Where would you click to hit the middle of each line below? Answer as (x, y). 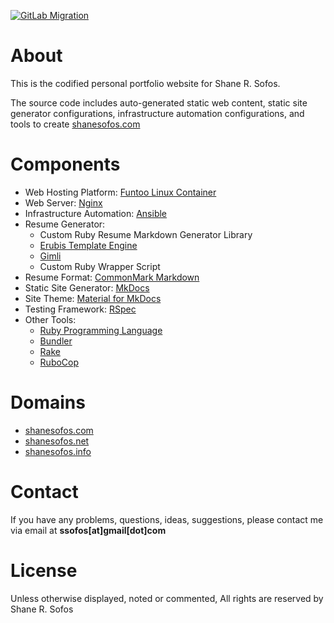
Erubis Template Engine (88, 245)
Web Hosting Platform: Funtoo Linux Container (120, 192)
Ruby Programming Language (101, 330)
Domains (48, 402)
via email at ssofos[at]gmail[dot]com (88, 530)
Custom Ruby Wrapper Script (100, 266)
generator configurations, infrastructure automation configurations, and (157, 113)
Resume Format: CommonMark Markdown (112, 277)
